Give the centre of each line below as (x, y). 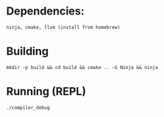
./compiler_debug (28, 107)
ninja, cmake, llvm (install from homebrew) (63, 27)
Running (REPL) (46, 92)
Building (28, 51)
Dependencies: (45, 11)
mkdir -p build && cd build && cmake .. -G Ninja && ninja (82, 67)
